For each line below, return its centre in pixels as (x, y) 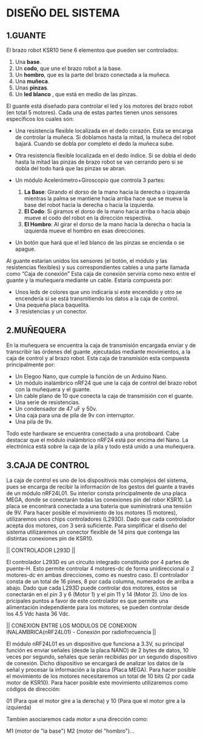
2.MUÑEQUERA (36, 331)
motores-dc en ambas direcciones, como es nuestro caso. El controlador (98, 574)
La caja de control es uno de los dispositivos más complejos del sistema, (97, 480)
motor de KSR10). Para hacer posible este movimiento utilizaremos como (97, 682)
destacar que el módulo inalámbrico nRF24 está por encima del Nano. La (98, 440)
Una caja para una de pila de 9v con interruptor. (75, 415)
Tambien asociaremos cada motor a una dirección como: (77, 719)
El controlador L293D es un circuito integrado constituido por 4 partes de (98, 562)
